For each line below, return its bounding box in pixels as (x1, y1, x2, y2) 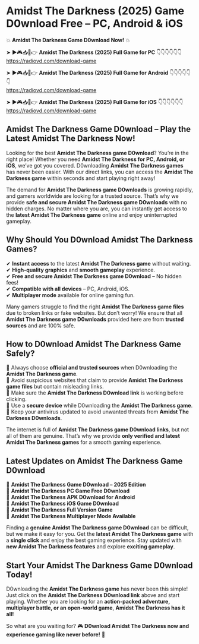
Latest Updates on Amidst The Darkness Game (6, 456, 183, 466)
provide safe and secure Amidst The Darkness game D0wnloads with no (6, 198, 188, 206)
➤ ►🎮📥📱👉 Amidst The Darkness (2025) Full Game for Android (6, 69, 169, 76)
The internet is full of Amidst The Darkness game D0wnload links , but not (6, 426, 189, 433)
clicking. (6, 396, 27, 403)
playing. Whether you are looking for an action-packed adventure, (6, 598, 170, 605)
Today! (6, 569, 33, 580)
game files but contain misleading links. (6, 383, 104, 390)
